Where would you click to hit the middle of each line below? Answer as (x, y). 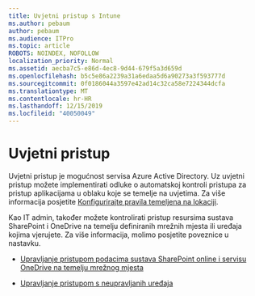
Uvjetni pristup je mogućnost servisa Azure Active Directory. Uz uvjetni (126, 175)
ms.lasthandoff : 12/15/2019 (56, 106)
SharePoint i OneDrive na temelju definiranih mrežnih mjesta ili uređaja (125, 226)
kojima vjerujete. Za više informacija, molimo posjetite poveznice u (119, 235)
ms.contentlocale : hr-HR (50, 99)
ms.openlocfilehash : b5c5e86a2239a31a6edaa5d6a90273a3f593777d (117, 76)
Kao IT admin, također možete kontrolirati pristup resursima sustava (121, 217)
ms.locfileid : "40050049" (52, 114)
